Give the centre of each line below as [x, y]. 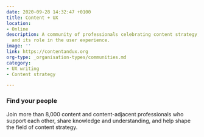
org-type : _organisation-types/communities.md [66, 57]
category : [19, 63]
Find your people [32, 101]
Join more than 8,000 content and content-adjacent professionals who [95, 114]
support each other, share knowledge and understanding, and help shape [98, 121]
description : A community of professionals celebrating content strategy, [103, 35]
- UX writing [23, 68]
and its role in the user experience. [61, 40]
